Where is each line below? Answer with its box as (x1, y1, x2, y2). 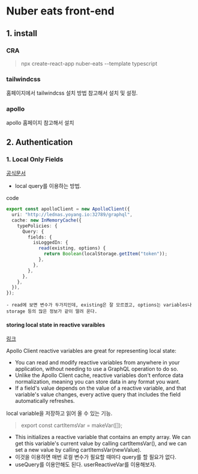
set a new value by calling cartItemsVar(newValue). (14, 446, 142, 454)
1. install (6, 28, 38, 39)
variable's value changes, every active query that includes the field (14, 391, 181, 398)
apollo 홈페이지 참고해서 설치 (6, 119, 74, 126)
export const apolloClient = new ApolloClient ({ (6, 206, 130, 212)
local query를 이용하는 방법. (14, 182, 82, 190)
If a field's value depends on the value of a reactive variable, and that (14, 384, 187, 392)
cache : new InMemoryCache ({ (11, 217, 82, 223)
